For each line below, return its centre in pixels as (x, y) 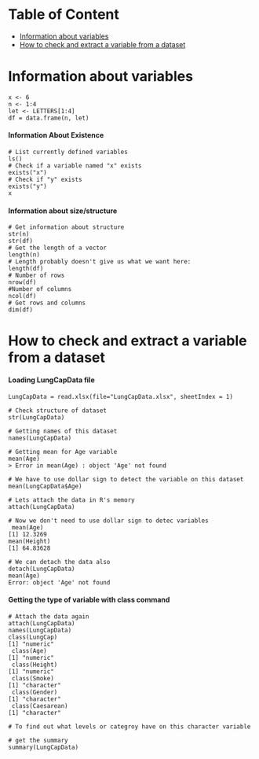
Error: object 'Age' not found (59, 582)
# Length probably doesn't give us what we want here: (100, 262)
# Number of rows (36, 276)
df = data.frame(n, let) (49, 118)
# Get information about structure (66, 227)
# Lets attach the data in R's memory (71, 500)
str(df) (21, 241)
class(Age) (29, 650)
